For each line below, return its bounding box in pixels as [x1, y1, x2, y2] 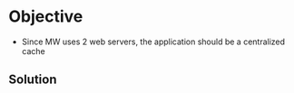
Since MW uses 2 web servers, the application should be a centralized [21, 36, 286, 47]
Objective [8, 6, 83, 27]
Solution [8, 72, 57, 88]
